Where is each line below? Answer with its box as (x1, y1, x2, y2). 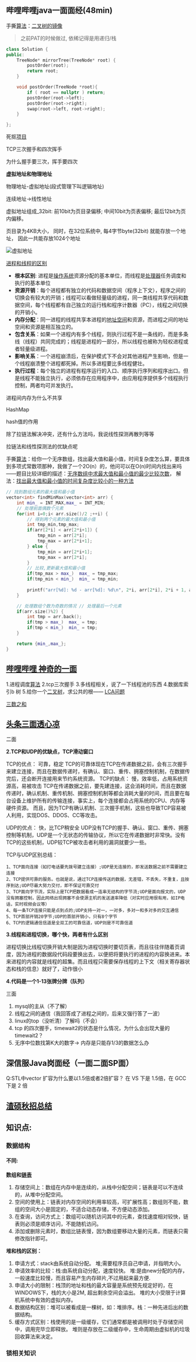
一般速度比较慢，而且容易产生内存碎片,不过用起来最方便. (14, 1275, 150, 1282)
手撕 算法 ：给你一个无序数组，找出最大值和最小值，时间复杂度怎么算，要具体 (6, 455, 190, 462)
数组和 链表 (6, 1171, 32, 1178)
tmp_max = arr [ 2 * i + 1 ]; (37, 538, 93, 544)
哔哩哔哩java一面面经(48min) (6, 5, 113, 16)
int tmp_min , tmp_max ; (27, 522, 80, 528)
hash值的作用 (6, 418, 38, 426)
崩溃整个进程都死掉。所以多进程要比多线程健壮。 (30, 360, 148, 367)
